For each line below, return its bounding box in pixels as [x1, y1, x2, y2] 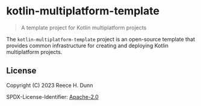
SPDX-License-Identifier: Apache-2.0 [6, 93, 99, 100]
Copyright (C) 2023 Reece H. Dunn [6, 81, 93, 89]
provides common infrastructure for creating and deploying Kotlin [6, 42, 169, 49]
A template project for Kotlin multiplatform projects [20, 24, 147, 31]
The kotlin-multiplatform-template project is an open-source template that [6, 35, 196, 43]
